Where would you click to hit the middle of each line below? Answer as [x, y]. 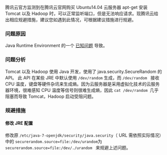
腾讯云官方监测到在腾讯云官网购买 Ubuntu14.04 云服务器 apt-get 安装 [77, 7]
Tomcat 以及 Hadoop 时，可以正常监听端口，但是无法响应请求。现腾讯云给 [82, 13]
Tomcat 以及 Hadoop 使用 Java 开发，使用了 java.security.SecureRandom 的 [83, 72]
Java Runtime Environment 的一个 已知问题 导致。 [56, 46]
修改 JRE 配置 [19, 123]
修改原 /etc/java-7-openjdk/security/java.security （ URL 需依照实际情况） [83, 135]
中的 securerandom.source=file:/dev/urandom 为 [54, 141]
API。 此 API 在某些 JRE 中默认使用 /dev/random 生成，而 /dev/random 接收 [82, 77]
